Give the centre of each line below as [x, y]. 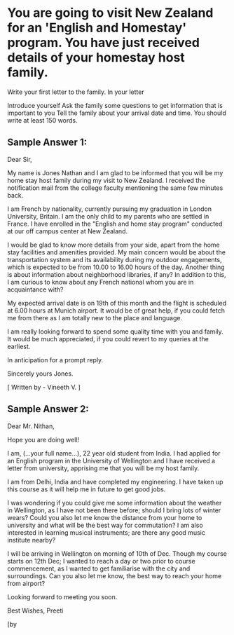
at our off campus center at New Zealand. [68, 231]
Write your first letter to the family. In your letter [76, 92]
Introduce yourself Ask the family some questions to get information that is [115, 105]
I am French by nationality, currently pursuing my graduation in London [110, 209]
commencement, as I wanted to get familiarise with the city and [99, 568]
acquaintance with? [35, 289]
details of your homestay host [96, 58]
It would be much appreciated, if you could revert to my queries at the [108, 339]
